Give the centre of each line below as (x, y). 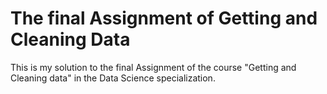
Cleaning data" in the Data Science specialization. (113, 78)
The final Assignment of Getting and (164, 18)
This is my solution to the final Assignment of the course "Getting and (153, 67)
